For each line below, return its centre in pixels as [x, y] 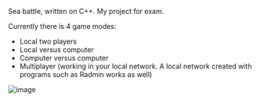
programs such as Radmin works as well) [86, 74]
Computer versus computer [64, 58]
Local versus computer [56, 49]
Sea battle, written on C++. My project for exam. [86, 11]
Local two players [48, 41]
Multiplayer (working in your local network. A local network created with [135, 66]
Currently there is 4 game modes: [62, 26]
